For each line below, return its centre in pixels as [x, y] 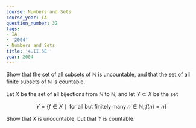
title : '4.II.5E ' [29, 51]
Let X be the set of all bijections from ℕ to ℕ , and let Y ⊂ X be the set [92, 94]
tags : [13, 29]
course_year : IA [27, 18]
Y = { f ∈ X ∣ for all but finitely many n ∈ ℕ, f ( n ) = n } [101, 106]
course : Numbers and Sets [39, 12]
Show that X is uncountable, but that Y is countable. [71, 118]
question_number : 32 [32, 23]
